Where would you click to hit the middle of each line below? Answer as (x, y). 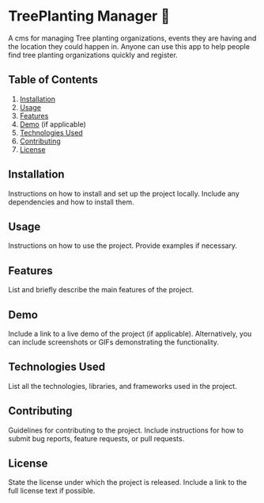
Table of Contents (53, 80)
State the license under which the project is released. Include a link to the (128, 482)
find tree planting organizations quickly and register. (93, 55)
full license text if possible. (52, 491)
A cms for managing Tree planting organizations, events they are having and (132, 38)
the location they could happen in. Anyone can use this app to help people (129, 46)
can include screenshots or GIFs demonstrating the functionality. (114, 342)
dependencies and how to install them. (71, 202)
